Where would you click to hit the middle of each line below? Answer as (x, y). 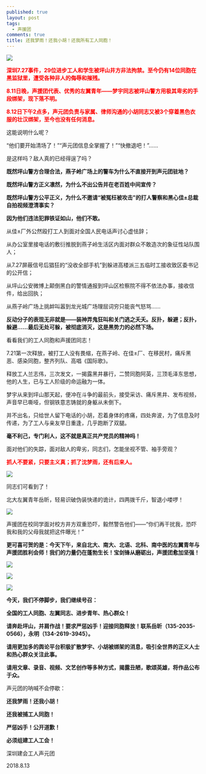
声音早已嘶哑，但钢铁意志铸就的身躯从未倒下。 (65, 402)
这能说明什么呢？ (28, 132)
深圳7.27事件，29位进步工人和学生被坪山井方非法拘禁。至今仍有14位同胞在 (101, 70)
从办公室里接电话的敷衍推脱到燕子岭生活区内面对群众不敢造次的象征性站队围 (103, 244)
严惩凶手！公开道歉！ (33, 727)
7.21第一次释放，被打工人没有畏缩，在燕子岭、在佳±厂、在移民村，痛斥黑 (99, 353)
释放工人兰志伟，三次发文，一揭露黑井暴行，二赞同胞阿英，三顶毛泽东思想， (103, 374)
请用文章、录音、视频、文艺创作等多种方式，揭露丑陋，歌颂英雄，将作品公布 (103, 667)
